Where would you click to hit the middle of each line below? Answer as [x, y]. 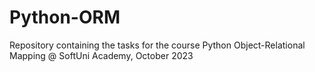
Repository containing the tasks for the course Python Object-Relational [157, 45]
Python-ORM [65, 17]
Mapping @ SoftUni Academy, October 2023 [101, 55]
